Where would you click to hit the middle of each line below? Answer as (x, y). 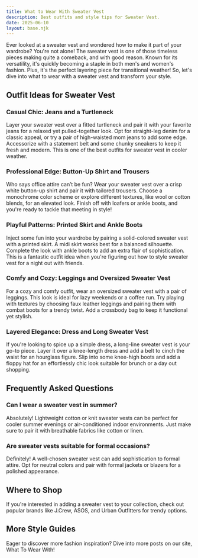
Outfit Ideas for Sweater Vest (61, 95)
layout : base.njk (27, 28)
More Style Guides (41, 529)
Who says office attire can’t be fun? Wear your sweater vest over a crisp (94, 185)
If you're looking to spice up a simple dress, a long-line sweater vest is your (98, 344)
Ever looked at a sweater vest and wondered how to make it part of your (94, 45)
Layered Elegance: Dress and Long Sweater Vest (77, 331)
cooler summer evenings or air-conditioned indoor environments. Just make (99, 424)
